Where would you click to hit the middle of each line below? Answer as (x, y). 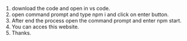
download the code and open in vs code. (61, 8)
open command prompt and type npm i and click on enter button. (90, 14)
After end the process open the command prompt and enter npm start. (96, 20)
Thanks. (21, 33)
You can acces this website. (45, 27)
